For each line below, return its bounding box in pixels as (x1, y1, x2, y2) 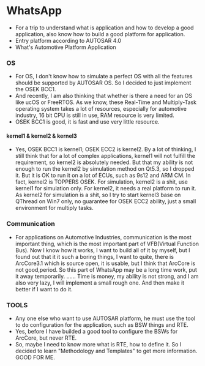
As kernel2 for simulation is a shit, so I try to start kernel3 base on (15, 191, 181, 199)
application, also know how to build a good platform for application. (15, 30, 185, 37)
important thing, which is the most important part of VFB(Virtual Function (15, 240, 199, 247)
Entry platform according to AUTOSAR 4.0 (15, 37, 121, 44)
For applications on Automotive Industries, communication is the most (15, 233, 192, 241)
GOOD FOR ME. (15, 354, 55, 361)
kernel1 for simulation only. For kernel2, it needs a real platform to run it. (15, 185, 196, 192)
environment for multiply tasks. (15, 204, 94, 212)
